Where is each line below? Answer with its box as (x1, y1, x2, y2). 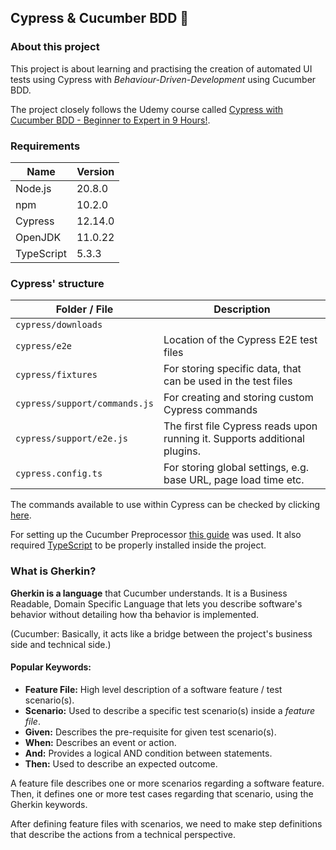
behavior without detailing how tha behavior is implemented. (10, 608, 260, 620)
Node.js (15, 181, 52, 195)
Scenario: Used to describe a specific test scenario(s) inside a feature (24, 704, 316, 716)
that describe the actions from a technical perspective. (10, 828, 236, 840)
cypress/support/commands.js (15, 398, 154, 410)
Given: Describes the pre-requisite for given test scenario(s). (24, 726, 277, 738)
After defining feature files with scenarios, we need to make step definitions (10, 817, 323, 830)
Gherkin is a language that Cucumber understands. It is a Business (10, 587, 288, 599)
